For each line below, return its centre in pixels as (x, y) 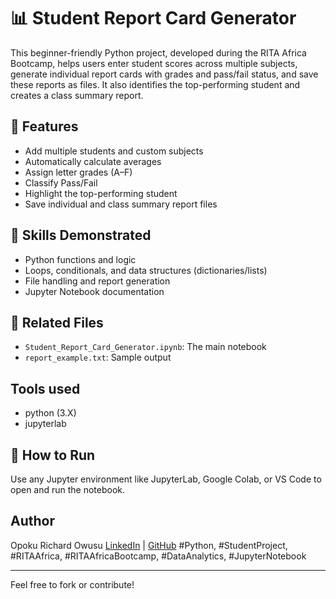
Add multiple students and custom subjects (114, 151)
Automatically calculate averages (93, 161)
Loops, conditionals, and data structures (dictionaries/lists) (146, 270)
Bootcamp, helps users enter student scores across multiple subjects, (154, 63)
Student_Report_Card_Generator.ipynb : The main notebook (145, 347)
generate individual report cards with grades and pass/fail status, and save (164, 74)
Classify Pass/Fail (61, 182)
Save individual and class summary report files (121, 204)
